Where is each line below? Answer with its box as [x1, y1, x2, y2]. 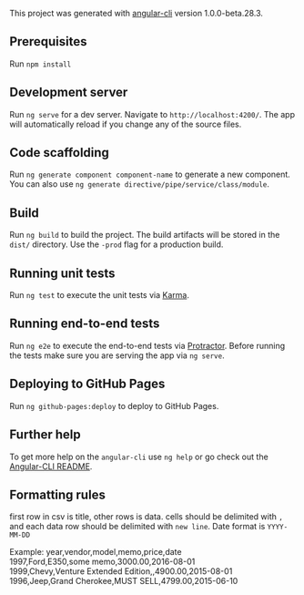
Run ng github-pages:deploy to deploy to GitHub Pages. [9, 400, 219, 411]
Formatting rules [9, 487, 106, 502]
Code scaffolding [9, 145, 109, 160]
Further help [9, 427, 82, 443]
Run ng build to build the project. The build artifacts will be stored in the [9, 230, 280, 241]
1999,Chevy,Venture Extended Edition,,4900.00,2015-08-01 [9, 566, 233, 577]
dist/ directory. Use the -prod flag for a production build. [9, 239, 224, 250]
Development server [9, 85, 128, 100]
